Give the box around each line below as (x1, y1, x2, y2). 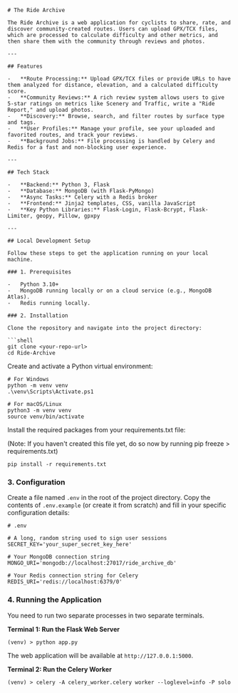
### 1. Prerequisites (7, 269, 72, 276)
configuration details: (7, 509, 70, 517)
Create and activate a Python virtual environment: (7, 362, 153, 370)
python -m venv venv (7, 382, 69, 389)
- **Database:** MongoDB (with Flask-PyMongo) (7, 187, 155, 194)
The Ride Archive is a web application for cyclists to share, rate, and (7, 19, 232, 26)
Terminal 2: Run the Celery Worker (7, 665, 112, 673)
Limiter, (7, 212, 33, 219)
